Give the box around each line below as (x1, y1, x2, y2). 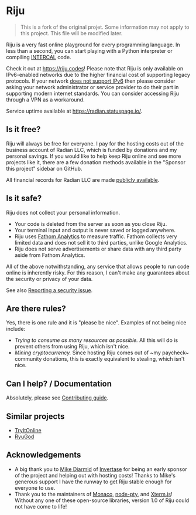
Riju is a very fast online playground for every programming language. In (6, 41, 180, 48)
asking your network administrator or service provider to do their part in (6, 83, 179, 90)
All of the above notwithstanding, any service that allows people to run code (6, 263, 190, 270)
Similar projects (6, 411, 65, 421)
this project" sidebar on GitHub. (6, 165, 82, 172)
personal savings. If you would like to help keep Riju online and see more (6, 153, 181, 160)
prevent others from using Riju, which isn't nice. (14, 343, 130, 350)
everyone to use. (14, 484, 56, 491)
